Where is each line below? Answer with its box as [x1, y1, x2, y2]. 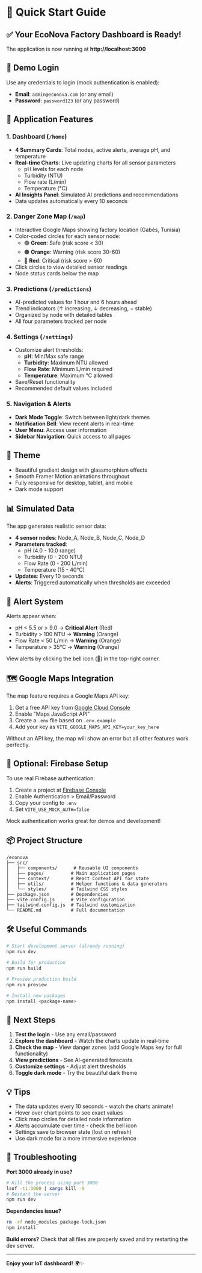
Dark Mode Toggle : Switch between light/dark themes [14, 413, 150, 421]
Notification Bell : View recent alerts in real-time [14, 420, 134, 427]
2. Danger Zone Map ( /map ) [6, 212, 86, 221]
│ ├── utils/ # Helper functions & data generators [6, 881, 168, 887]
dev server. [6, 1242, 34, 1250]
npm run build [6, 965, 42, 971]
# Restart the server [6, 1191, 61, 1197]
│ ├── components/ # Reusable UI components [6, 865, 138, 871]
